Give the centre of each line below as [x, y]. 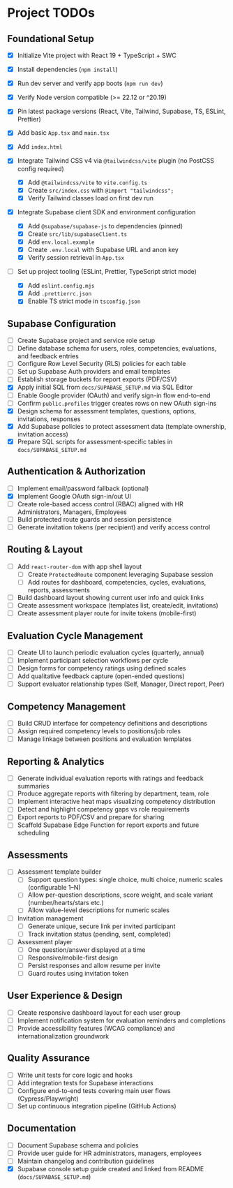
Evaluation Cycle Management [75, 636]
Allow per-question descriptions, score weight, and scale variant [120, 895]
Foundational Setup [51, 39]
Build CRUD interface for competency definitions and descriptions [112, 724]
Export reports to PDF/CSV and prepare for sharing [91, 817]
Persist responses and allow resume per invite [94, 965]
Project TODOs [51, 13]
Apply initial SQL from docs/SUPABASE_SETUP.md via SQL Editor [105, 387]
